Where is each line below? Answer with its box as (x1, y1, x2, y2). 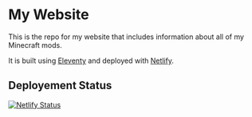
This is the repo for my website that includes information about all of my (8, 32, 245, 41)
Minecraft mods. (8, 40, 62, 49)
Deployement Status (8, 79, 112, 92)
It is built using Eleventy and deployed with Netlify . (8, 56, 174, 65)
